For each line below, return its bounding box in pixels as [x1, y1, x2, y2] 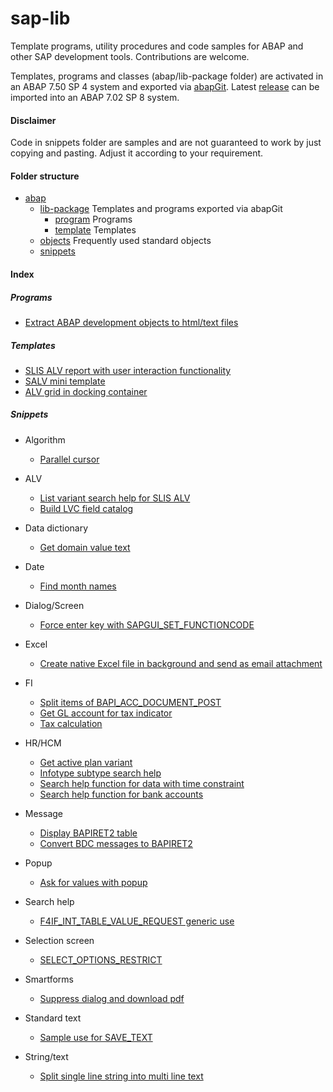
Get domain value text [39, 541, 131, 553]
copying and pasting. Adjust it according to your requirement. [10, 147, 264, 159]
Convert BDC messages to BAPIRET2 [39, 837, 193, 849]
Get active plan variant [39, 756, 133, 768]
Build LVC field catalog [39, 502, 134, 514]
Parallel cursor [39, 453, 100, 465]
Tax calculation [39, 717, 103, 729]
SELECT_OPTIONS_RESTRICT [39, 953, 163, 966]
